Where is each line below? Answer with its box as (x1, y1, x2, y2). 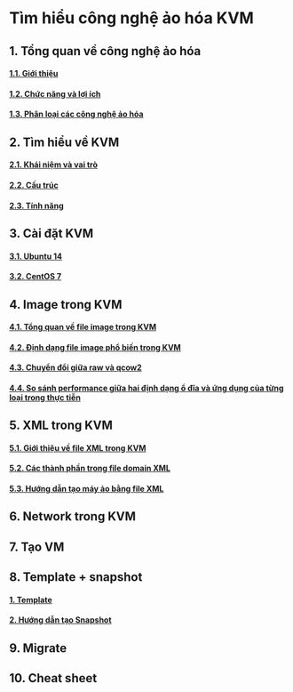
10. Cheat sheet (9, 671, 98, 686)
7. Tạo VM (9, 539, 65, 554)
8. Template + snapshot (9, 569, 143, 585)
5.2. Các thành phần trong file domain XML (9, 463, 171, 474)
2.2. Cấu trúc (9, 180, 59, 190)
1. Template (9, 594, 53, 605)
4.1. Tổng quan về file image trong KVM (9, 322, 157, 333)
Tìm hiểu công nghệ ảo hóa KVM (9, 8, 255, 28)
